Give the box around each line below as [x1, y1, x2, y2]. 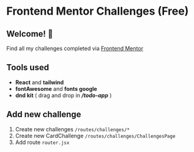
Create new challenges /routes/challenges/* [15, 125, 130, 132]
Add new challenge [6, 109, 81, 120]
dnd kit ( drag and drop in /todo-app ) [15, 92, 112, 99]
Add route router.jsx [15, 139, 70, 146]
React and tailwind [15, 78, 64, 86]
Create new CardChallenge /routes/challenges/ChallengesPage [15, 132, 176, 139]
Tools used [6, 62, 50, 73]
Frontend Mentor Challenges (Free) [6, 4, 189, 18]
